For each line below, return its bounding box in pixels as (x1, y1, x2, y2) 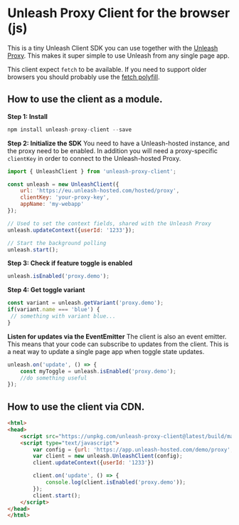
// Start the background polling (7, 239, 107, 246)
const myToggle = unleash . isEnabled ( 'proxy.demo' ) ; (20, 368, 176, 375)
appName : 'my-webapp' (20, 201, 84, 208)
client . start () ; (33, 492, 81, 499)
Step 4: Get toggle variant (7, 286, 85, 294)
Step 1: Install (7, 112, 48, 120)
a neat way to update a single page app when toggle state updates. (7, 347, 205, 355)
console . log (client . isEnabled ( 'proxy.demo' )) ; (45, 479, 186, 486)
